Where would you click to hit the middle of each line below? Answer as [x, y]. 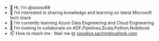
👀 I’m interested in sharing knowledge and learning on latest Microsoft [81, 13]
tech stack [20, 18]
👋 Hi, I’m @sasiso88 [30, 7]
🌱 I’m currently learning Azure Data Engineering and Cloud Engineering [82, 23]
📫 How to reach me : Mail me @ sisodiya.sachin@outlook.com [74, 33]
